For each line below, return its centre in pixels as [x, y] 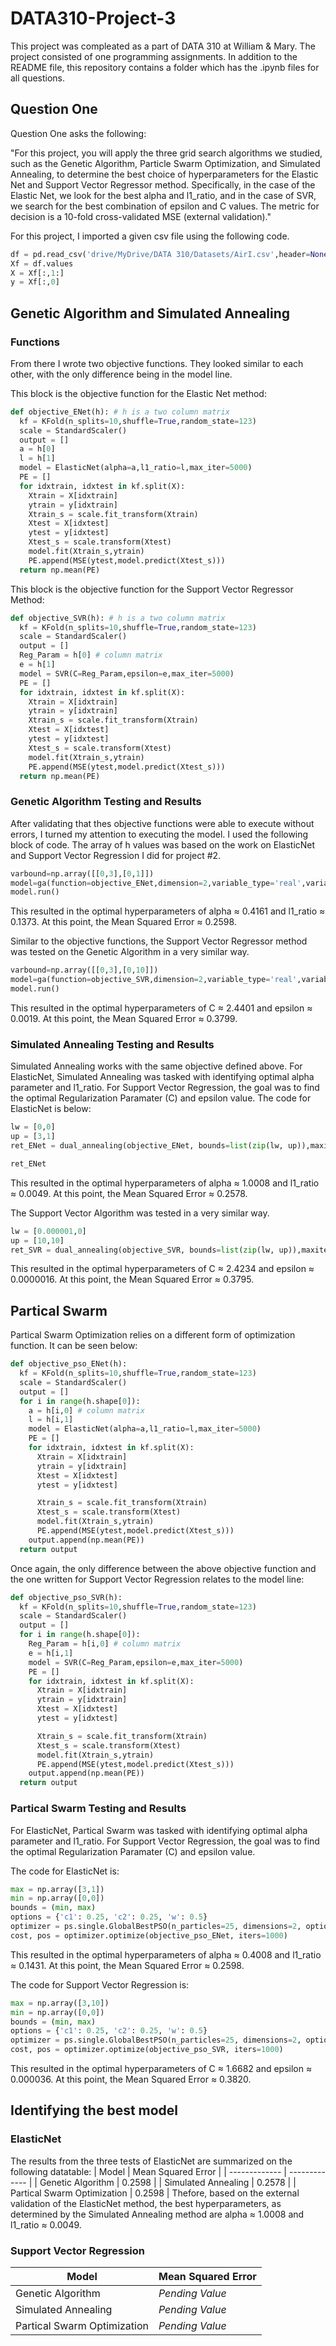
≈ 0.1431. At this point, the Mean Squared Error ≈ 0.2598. [127, 1965]
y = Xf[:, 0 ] [35, 282]
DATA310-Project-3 [93, 18]
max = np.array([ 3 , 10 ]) [60, 2003]
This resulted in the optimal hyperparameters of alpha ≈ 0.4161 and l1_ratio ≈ [168, 911]
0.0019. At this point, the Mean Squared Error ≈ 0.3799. [124, 1018]
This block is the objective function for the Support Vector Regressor [152, 589]
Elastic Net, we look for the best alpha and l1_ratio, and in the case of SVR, [163, 195]
